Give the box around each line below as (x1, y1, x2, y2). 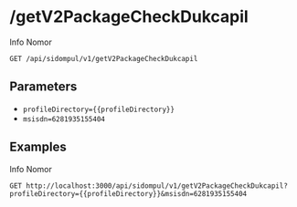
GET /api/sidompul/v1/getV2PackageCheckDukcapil (9, 54, 198, 63)
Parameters (9, 79, 78, 95)
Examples (9, 140, 67, 155)
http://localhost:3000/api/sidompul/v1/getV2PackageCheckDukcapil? (26, 181, 288, 191)
